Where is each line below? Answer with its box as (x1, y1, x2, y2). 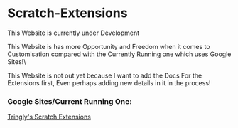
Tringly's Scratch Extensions (7, 112, 91, 122)
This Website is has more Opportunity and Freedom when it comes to (7, 42, 211, 50)
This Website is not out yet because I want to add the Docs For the (7, 71, 202, 80)
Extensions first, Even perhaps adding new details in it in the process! (7, 78, 211, 87)
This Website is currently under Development (7, 28, 140, 37)
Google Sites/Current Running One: (7, 96, 133, 106)
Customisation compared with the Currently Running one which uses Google (7, 50, 232, 58)
